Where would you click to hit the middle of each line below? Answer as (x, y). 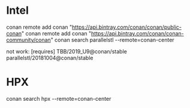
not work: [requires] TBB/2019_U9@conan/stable (67, 51)
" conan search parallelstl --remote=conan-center (113, 40)
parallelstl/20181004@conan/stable (50, 58)
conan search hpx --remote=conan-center (59, 98)
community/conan (28, 40)
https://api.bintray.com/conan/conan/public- (126, 27)
